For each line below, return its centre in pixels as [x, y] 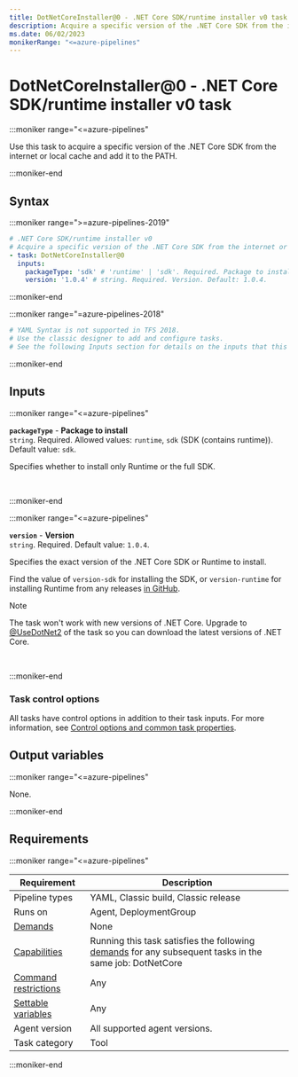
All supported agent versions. [151, 1028]
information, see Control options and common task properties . [123, 727]
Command [35, 977]
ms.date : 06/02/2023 [47, 34]
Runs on [31, 912]
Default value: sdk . [43, 449]
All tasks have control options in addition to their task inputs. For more [137, 718]
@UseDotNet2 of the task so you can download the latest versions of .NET [145, 632]
